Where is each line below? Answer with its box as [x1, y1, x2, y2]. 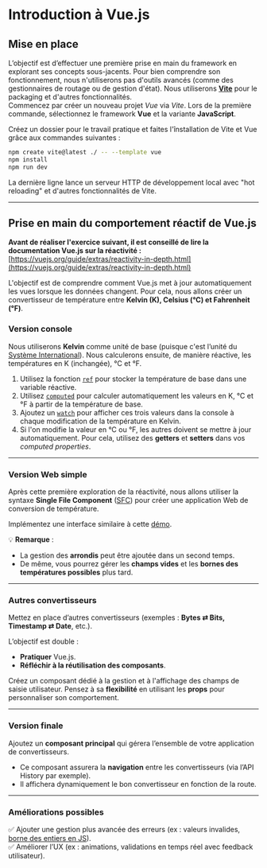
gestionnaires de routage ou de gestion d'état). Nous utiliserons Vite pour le [8, 84, 257, 93]
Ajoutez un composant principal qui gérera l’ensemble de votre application [8, 738, 254, 748]
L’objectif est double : [8, 636, 79, 646]
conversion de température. [8, 504, 99, 514]
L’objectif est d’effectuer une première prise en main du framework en [8, 58, 237, 68]
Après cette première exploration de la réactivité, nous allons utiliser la [8, 487, 239, 496]
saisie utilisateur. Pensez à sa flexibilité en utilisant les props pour [8, 684, 225, 694]
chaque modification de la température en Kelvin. [19, 416, 181, 426]
